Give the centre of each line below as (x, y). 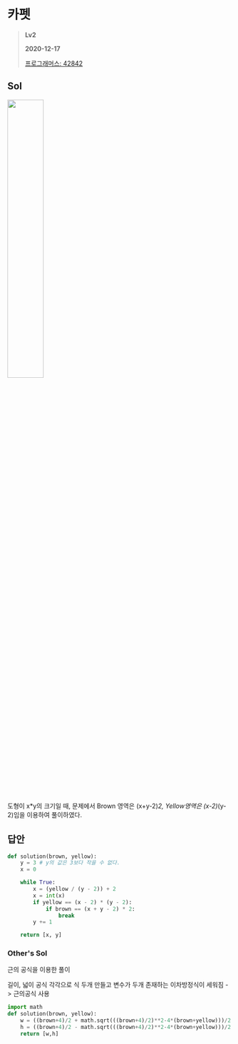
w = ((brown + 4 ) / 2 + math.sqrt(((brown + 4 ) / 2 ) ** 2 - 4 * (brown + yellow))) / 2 (126, 1020)
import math (25, 1007)
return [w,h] (40, 1034)
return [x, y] (41, 935)
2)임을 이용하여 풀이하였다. (45, 814)
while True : (38, 882)
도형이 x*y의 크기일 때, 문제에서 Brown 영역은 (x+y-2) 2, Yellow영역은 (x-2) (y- (117, 806)
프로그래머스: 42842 (54, 63)
